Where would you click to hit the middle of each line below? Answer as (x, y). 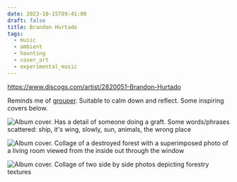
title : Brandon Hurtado (42, 27)
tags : (15, 34)
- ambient (28, 47)
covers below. (28, 108)
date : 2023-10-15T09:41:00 (47, 14)
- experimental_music (46, 67)
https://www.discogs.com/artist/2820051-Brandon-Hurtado (94, 86)
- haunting (30, 54)
